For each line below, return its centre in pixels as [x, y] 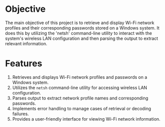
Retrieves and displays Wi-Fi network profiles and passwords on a [80, 77]
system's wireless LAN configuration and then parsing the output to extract [82, 38]
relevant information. [26, 43]
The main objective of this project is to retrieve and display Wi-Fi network [80, 23]
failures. [21, 114]
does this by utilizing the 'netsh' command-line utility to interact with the [79, 33]
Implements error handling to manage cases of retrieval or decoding [82, 108]
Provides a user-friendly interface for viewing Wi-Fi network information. [86, 119]
